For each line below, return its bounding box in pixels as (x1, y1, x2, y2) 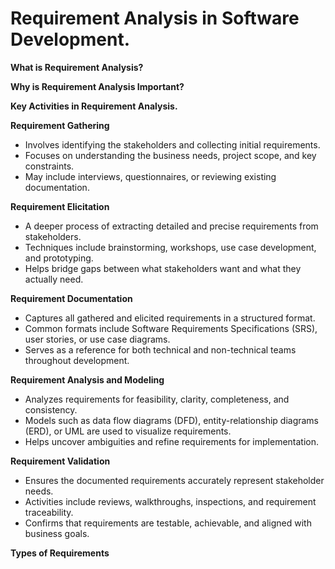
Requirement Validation (10, 455, 111, 467)
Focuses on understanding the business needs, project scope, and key (24, 149, 317, 161)
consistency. (24, 403, 78, 416)
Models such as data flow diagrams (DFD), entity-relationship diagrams (24, 414, 320, 426)
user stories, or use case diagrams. (24, 333, 171, 345)
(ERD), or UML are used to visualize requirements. (24, 425, 232, 437)
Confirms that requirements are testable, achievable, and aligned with (24, 517, 312, 529)
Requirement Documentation (10, 292, 133, 304)
